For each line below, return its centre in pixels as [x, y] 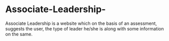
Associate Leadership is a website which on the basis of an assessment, [81, 23]
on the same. [19, 34]
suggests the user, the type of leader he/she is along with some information [84, 28]
